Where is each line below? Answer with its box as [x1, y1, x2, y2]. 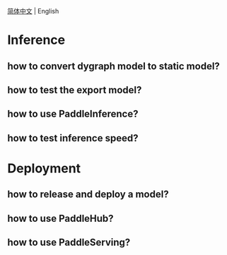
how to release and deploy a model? [7, 189, 169, 201]
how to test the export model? [7, 84, 142, 96]
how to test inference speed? [7, 132, 139, 144]
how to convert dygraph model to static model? [7, 60, 221, 72]
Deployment [7, 160, 81, 176]
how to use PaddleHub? [7, 212, 115, 225]
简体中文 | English [7, 7, 59, 15]
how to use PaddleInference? [7, 108, 139, 120]
